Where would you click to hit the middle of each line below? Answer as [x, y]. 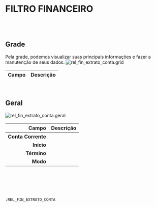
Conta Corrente [27, 137]
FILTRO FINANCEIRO [49, 9]
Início [39, 145]
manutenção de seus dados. [35, 62]
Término [36, 153]
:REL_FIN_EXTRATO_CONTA [30, 199]
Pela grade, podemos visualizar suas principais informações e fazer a [78, 57]
